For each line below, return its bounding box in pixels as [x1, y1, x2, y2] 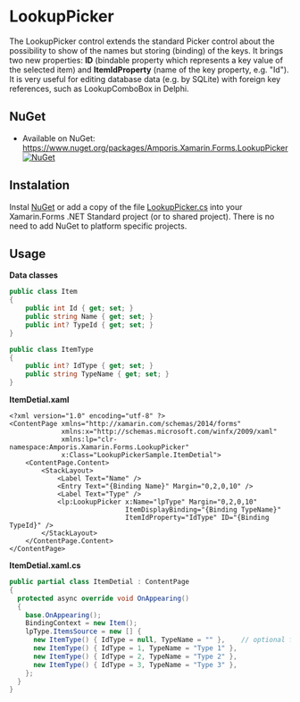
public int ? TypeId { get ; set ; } [25, 320, 154, 330]
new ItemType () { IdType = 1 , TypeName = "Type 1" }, [32, 644, 238, 653]
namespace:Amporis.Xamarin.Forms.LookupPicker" [9, 443, 190, 452]
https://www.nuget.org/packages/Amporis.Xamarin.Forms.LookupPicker [21, 142, 288, 153]
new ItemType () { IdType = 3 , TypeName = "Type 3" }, [32, 660, 238, 669]
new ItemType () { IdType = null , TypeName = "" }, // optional [32, 636, 286, 645]
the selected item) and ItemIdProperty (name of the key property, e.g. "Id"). [9, 64, 289, 75]
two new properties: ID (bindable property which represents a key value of [9, 54, 284, 65]
